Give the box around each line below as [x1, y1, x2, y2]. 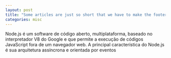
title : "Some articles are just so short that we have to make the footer [5, 12, 167, 17]
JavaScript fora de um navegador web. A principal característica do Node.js [5, 42, 164, 48]
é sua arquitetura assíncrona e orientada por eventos [5, 47, 116, 53]
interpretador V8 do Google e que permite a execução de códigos [5, 36, 144, 42]
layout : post [5, 7, 33, 13]
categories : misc [5, 17, 42, 22]
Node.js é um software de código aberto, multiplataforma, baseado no [5, 31, 153, 37]
